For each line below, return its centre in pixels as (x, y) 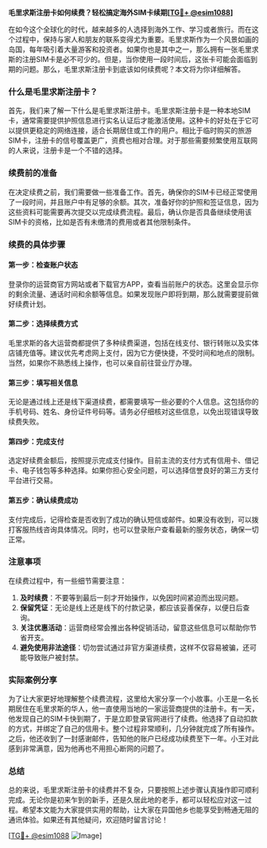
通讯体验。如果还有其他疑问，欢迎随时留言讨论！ (88, 820)
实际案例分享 (33, 680)
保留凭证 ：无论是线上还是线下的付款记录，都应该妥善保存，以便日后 (131, 608)
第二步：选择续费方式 (43, 324)
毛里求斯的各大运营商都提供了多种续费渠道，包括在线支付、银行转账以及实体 (133, 342)
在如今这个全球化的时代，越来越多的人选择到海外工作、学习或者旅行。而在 (130, 29)
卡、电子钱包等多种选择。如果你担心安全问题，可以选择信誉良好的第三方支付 (133, 471)
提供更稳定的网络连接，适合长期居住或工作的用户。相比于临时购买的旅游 (133, 131)
